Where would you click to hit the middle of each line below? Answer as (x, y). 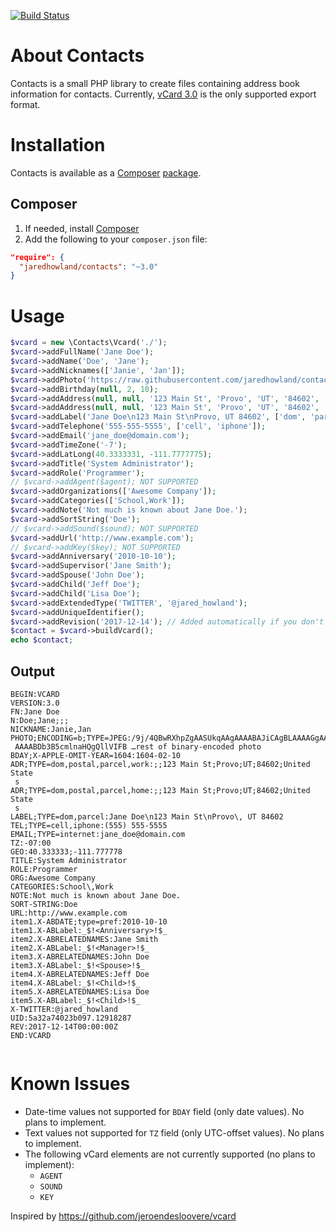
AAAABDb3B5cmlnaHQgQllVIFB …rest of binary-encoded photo (138, 746)
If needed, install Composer (82, 228)
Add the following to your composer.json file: (116, 239)
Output (32, 671)
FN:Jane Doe (35, 711)
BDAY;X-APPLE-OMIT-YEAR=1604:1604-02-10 (96, 755)
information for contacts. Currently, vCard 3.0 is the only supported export (163, 94)
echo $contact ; (42, 640)
